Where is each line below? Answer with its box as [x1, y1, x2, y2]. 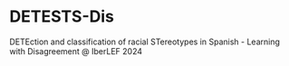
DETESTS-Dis [9, 6, 115, 27]
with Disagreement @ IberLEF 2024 [9, 45, 143, 56]
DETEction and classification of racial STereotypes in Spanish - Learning [9, 36, 281, 47]
